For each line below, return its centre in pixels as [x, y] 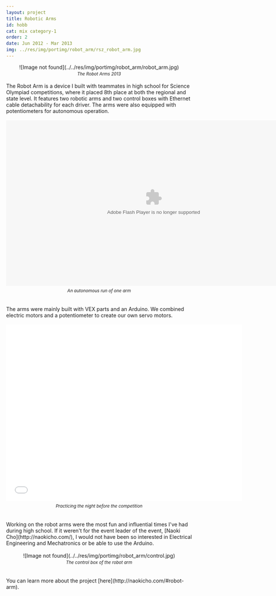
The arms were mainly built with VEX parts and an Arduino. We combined [95, 309]
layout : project [26, 12]
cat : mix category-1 [32, 31]
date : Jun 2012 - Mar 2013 [39, 44]
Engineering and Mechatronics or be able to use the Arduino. [80, 543]
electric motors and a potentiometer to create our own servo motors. [89, 315]
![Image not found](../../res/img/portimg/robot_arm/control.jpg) [99, 555]
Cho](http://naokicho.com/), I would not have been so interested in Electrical [99, 537]
